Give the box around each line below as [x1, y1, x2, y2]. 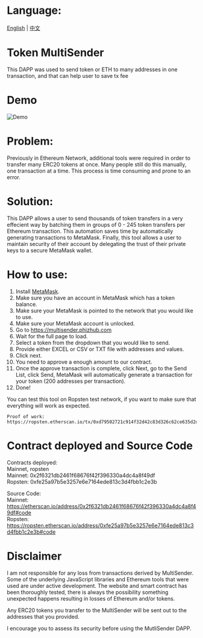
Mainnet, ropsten [7, 465, 49, 472]
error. [7, 173, 20, 181]
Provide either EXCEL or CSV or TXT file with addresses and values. [15, 345, 184, 353]
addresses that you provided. [7, 613, 80, 620]
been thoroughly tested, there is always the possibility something [7, 589, 169, 596]
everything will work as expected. [7, 402, 91, 409]
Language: [7, 4, 62, 17]
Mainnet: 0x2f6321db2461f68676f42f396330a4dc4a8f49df [7, 472, 155, 479]
